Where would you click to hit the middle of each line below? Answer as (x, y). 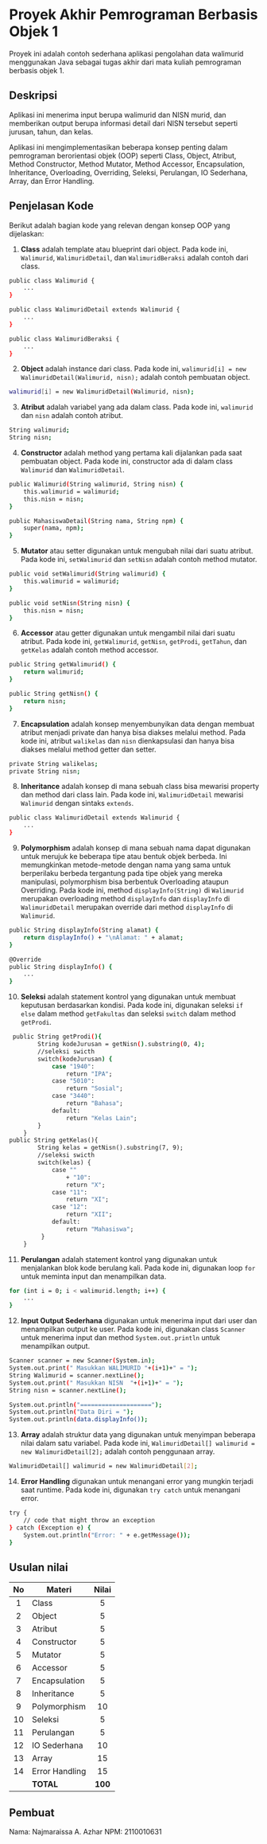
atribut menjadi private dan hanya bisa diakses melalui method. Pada (133, 732)
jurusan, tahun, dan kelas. (51, 131)
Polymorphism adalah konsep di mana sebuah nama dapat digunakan (135, 848)
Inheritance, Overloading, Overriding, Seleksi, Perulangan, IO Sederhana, (129, 172)
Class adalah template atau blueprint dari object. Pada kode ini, (124, 249)
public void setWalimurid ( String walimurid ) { (87, 574)
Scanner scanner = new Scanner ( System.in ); (82, 1361)
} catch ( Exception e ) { (50, 1528)
